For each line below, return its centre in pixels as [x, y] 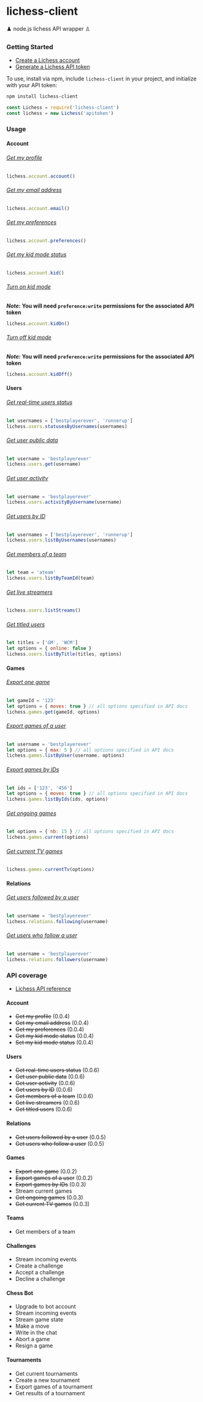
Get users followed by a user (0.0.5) [60, 1137]
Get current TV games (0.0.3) [52, 1204]
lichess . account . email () [38, 208]
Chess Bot [20, 1293]
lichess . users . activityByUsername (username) [64, 502]
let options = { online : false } [49, 648]
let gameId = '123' [31, 700]
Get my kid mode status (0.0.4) [54, 1036]
